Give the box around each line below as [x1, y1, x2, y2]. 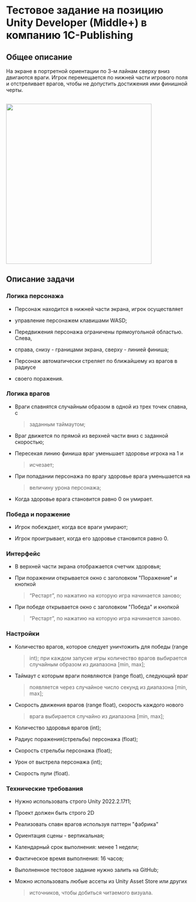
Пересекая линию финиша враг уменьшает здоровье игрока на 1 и [14, 450, 184, 457]
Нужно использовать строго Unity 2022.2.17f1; [14, 798, 131, 805]
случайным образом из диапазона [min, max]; [29, 660, 145, 668]
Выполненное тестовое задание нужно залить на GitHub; [14, 867, 159, 874]
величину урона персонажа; [29, 484, 101, 491]
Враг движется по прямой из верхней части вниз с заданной [14, 432, 169, 439]
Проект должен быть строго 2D [14, 810, 95, 817]
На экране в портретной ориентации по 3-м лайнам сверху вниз [6, 68, 170, 74]
